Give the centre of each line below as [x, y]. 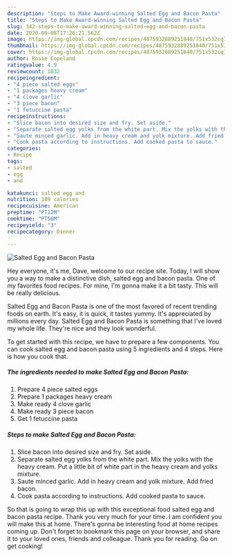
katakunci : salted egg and [46, 193]
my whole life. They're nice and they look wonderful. [82, 328]
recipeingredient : [33, 78]
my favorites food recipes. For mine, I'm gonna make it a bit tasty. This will [113, 285]
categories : [24, 149]
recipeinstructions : [37, 116]
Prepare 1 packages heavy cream [65, 397]
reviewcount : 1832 [33, 71]
